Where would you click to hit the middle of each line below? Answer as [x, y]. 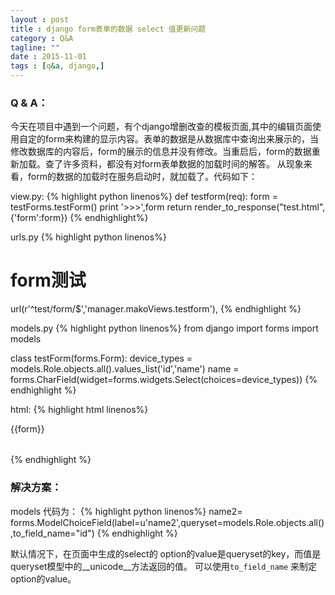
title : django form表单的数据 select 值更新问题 [108, 29]
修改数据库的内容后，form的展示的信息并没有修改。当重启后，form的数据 [161, 152]
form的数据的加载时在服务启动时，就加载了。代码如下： [142, 177]
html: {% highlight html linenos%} [79, 410]
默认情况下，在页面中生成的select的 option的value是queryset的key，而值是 [166, 553]
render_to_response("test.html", [260, 207]
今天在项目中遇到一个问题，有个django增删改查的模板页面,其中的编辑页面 [161, 127]
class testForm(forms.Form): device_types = [101, 358]
